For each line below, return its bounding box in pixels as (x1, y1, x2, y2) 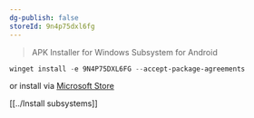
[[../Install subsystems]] (9, 98, 98, 109)
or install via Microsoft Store (9, 81, 115, 92)
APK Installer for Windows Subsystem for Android (31, 46, 218, 57)
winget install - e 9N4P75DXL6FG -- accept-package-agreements (9, 64, 246, 74)
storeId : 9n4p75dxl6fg (9, 22, 95, 31)
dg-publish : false (9, 13, 79, 23)
